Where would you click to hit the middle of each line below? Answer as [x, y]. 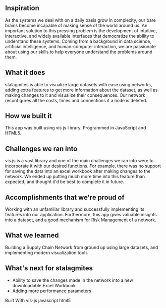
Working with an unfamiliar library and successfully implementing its [75, 209]
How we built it [28, 116]
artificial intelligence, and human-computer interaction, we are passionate [81, 46]
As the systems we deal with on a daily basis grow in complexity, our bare [81, 20]
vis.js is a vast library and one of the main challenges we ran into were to [79, 161]
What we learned [32, 235]
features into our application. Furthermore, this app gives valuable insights [81, 215]
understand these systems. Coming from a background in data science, [78, 41]
